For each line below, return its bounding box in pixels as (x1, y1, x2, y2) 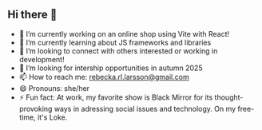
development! (18, 54, 65, 64)
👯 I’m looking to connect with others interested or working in (18, 45, 218, 56)
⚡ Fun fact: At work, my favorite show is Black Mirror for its (18, 93, 213, 102)
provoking (18, 104, 53, 113)
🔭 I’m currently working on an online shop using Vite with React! (18, 29, 230, 38)
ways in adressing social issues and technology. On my (54, 104, 236, 113)
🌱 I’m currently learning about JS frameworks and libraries (18, 37, 212, 47)
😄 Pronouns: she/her (18, 83, 89, 93)
